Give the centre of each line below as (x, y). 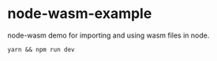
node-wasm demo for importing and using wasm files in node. (108, 35)
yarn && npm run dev (41, 49)
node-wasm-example (80, 14)
